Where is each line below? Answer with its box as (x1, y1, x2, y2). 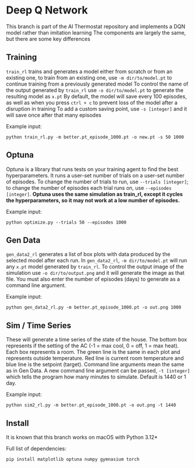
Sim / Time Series (6, 320, 71, 330)
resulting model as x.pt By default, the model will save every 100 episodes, (6, 93, 187, 100)
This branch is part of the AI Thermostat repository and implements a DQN (6, 23, 186, 30)
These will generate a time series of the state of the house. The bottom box (6, 336, 187, 343)
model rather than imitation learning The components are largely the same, (6, 29, 186, 36)
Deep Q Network (6, 4, 88, 17)
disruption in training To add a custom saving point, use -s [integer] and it (6, 105, 187, 112)
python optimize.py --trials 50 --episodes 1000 (6, 219, 127, 226)
